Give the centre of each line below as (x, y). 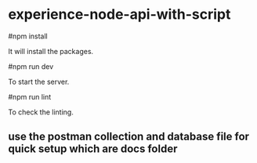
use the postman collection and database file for (128, 137)
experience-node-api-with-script (119, 14)
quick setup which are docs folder (93, 149)
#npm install (28, 36)
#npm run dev (31, 66)
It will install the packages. (51, 51)
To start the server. (39, 81)
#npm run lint (30, 96)
